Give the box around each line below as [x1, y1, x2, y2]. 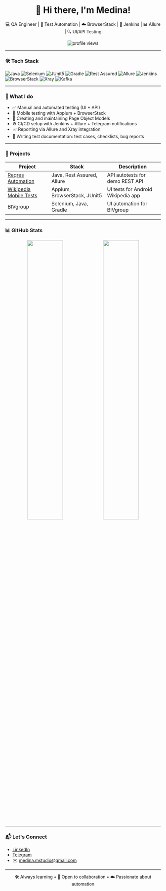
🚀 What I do [5, 93, 33, 100]
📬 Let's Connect [5, 833, 47, 840]
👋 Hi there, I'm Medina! [35, 4, 131, 16]
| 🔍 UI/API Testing [64, 28, 102, 34]
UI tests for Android [107, 186, 152, 193]
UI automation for [107, 200, 148, 207]
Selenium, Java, [51, 200, 88, 207]
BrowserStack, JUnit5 [51, 192, 102, 199]
